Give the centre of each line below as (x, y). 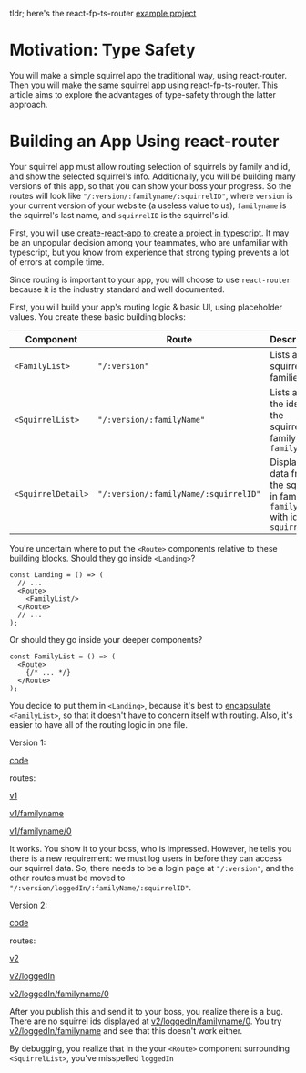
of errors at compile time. (57, 262)
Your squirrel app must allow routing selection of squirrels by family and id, (150, 166)
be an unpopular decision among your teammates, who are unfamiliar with (149, 242)
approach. (29, 104)
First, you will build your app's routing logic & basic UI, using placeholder (146, 307)
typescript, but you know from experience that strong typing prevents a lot (149, 252)
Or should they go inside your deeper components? (106, 639)
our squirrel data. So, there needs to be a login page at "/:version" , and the (152, 868)
